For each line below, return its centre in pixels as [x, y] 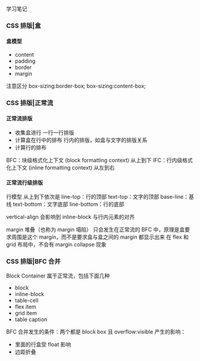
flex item [26, 307]
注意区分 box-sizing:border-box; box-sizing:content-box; [76, 86]
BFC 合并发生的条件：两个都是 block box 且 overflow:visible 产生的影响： [96, 331]
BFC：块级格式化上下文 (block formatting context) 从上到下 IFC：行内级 [94, 161]
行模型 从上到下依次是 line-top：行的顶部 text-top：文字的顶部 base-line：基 [100, 197]
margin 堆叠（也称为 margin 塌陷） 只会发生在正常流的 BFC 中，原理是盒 [96, 230]
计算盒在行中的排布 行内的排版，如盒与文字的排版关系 [81, 140]
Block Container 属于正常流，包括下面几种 [58, 276]
